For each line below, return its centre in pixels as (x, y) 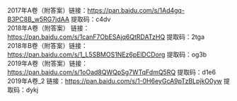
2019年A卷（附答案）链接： (48, 63)
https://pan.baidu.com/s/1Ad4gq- (136, 10)
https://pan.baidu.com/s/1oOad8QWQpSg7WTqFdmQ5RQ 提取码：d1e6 (112, 72)
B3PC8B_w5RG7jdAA (38, 19)
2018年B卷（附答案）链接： (47, 46)
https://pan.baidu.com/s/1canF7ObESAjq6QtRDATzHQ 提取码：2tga (106, 37)
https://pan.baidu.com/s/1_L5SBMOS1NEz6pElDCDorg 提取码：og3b (107, 54)
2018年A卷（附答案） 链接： (48, 28)
